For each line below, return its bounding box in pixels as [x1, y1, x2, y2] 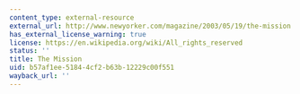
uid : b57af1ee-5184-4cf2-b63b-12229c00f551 [9, 64, 175, 73]
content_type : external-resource [9, 13, 135, 22]
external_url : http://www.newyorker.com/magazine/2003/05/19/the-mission [9, 21, 292, 30]
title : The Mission [9, 55, 83, 64]
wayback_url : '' [9, 72, 70, 81]
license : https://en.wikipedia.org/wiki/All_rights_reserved [9, 38, 243, 47]
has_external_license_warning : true [9, 30, 146, 38]
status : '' [9, 47, 50, 56]
